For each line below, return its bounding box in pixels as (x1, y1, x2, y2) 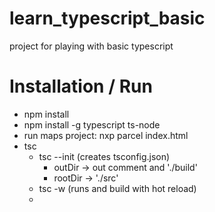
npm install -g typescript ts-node (23, 118, 161, 131)
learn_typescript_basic (9, 7, 206, 30)
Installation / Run (9, 75, 153, 98)
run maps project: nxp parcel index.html (23, 129, 189, 141)
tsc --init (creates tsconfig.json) (38, 150, 171, 162)
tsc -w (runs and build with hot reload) (38, 182, 197, 194)
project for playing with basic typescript (9, 40, 174, 52)
